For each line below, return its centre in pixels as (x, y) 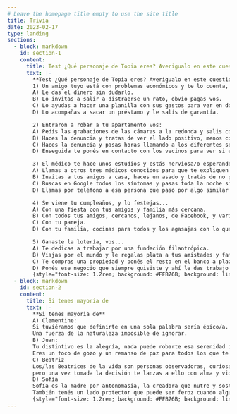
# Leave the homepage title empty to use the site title (93, 14)
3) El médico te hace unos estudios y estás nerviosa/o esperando (132, 164)
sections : (22, 40)
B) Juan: (45, 340)
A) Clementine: (55, 321)
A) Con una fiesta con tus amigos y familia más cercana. (120, 209)
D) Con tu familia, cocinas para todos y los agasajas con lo (126, 229)
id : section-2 (41, 288)
